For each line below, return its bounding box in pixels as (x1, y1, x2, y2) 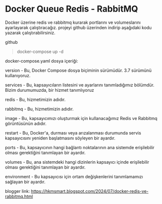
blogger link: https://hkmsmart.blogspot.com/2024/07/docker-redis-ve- (5, 188, 149, 194)
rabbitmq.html (5, 193, 33, 199)
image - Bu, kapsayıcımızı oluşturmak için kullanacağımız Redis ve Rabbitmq (5, 115, 158, 121)
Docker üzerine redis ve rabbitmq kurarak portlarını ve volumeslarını (5, 19, 141, 25)
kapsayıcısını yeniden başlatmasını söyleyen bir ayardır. (5, 135, 115, 141)
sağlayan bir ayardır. (5, 179, 46, 185)
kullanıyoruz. (5, 72, 31, 78)
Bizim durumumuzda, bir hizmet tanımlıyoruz (5, 87, 95, 93)
